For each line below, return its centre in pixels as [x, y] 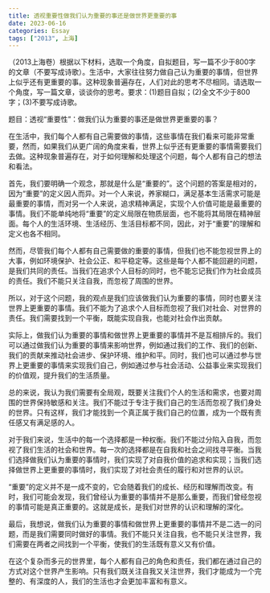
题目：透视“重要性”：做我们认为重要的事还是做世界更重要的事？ [114, 119]
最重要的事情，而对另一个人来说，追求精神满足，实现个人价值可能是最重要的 [135, 204]
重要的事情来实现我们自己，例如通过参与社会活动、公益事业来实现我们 [145, 366]
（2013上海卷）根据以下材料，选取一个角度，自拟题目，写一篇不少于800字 [132, 62]
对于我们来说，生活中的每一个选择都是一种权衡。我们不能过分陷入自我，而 [131, 440]
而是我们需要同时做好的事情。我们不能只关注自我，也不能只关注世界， [138, 534]
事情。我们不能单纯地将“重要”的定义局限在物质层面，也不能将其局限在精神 [131, 214]
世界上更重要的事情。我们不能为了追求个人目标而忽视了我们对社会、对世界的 [135, 308]
